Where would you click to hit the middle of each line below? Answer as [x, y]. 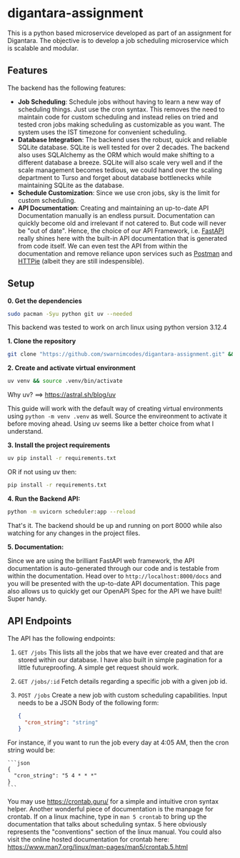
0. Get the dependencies [45, 301]
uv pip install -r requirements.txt [62, 459]
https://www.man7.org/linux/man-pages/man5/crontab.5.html [98, 847]
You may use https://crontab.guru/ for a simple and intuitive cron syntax [113, 802]
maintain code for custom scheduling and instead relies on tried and [118, 116]
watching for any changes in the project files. [74, 533]
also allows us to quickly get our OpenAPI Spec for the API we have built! [115, 591]
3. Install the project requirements [59, 445]
